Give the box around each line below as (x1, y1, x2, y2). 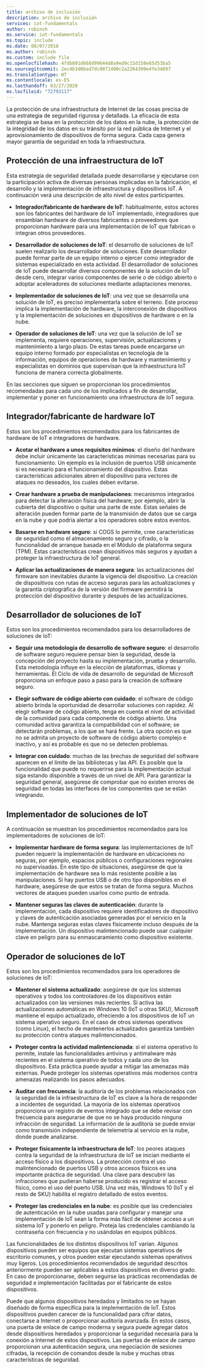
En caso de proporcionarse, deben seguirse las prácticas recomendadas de (6, 1272, 198, 1280)
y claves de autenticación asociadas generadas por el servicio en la (15, 914, 187, 921)
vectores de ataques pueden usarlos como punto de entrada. (15, 889, 170, 897)
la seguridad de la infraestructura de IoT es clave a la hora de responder (15, 1094, 198, 1101)
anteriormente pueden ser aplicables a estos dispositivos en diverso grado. (6, 1266, 196, 1273)
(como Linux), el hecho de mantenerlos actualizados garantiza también (15, 1025, 195, 1032)
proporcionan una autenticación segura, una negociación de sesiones (6, 1343, 182, 1350)
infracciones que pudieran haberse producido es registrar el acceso (15, 1177, 187, 1184)
